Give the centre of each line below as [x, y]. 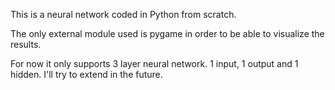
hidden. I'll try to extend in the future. [86, 74]
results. [26, 44]
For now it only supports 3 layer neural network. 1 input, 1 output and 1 [154, 63]
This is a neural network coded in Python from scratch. [123, 14]
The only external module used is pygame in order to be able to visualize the [167, 33]
